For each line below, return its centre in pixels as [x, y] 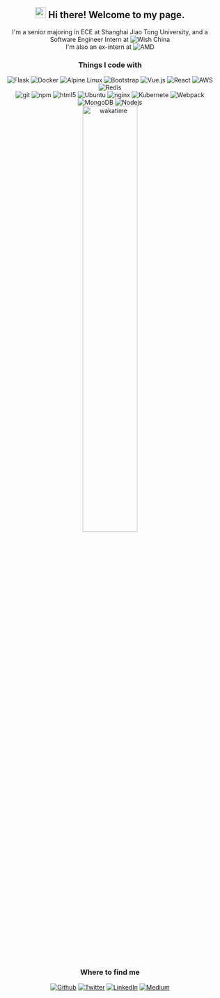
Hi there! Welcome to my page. [117, 15]
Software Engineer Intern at [89, 39]
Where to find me [110, 972]
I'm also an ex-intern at [99, 47]
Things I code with [110, 65]
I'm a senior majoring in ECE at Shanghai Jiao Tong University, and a [110, 31]
